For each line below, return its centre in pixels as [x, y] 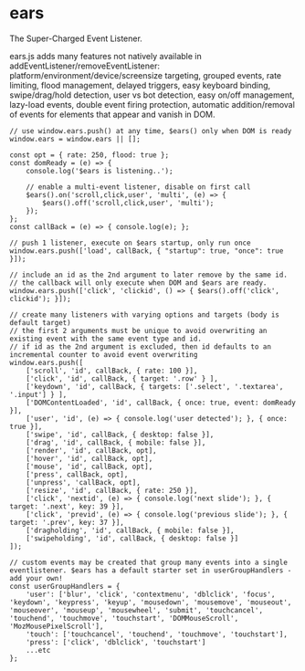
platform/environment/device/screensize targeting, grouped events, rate [145, 75]
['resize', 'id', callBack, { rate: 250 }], [112, 490]
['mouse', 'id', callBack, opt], [89, 467]
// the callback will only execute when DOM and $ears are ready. [138, 283]
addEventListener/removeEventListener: [85, 66]
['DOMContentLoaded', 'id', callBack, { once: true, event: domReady [161, 403]
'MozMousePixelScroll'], [57, 626]
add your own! [37, 578]
